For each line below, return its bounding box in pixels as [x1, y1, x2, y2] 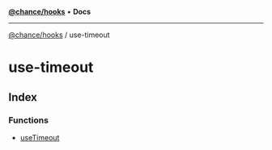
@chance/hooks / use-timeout [8, 30, 111, 40]
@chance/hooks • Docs [8, 7, 91, 16]
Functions [8, 115, 49, 126]
